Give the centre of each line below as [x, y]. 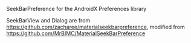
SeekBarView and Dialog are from [48, 20]
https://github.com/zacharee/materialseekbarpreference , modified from [96, 27]
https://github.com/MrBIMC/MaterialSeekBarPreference [76, 33]
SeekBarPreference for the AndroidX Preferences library [76, 9]
